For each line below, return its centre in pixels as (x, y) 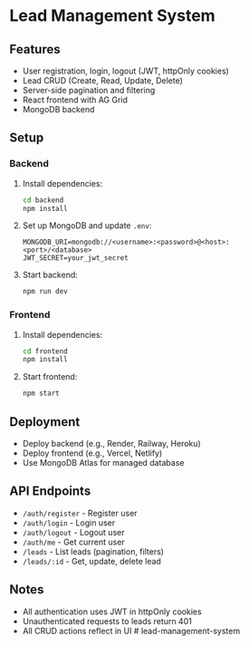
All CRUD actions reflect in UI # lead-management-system (131, 631)
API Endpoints (50, 491)
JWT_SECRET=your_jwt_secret (75, 258)
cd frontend (45, 351)
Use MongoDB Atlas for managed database (103, 463)
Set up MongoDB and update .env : (87, 226)
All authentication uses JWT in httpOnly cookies (112, 611)
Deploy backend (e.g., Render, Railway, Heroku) (111, 444)
